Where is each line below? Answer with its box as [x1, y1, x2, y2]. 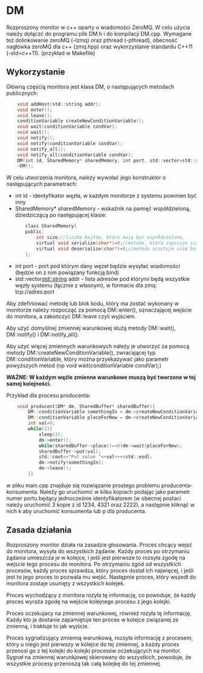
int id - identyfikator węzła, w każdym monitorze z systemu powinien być [14, 192, 197, 200]
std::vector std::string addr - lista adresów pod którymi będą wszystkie [14, 275, 190, 282]
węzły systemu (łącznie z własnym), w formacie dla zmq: [14, 281, 157, 289]
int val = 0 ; [28, 420, 56, 427]
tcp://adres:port [14, 288, 55, 295]
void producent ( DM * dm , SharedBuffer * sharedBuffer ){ [17, 403, 155, 409]
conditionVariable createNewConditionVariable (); [17, 118, 145, 124]
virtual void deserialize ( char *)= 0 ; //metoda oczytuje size [36, 246, 188, 252]
